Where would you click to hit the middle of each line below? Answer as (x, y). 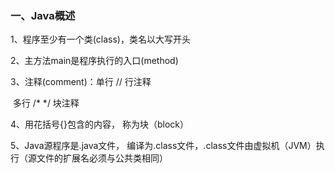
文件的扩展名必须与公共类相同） (102, 158)
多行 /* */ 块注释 (46, 103)
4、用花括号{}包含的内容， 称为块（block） (99, 124)
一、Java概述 (43, 15)
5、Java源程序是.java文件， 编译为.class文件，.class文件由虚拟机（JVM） (163, 146)
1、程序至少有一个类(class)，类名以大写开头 (100, 39)
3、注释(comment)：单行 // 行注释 (81, 82)
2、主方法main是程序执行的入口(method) (94, 61)
